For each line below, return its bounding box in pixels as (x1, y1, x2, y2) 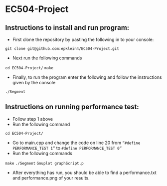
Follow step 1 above (12, 116, 53, 122)
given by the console (12, 80, 56, 85)
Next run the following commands (12, 55, 82, 61)
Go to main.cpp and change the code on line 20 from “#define (12, 140, 141, 146)
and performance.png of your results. (12, 175, 90, 181)
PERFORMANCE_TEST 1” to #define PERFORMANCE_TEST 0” (12, 145, 122, 151)
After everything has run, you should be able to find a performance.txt (12, 170, 157, 176)
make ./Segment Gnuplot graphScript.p (5, 161, 84, 166)
